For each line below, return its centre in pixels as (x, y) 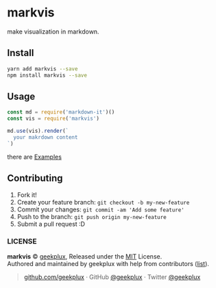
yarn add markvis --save (43, 69)
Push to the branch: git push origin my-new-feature (92, 216)
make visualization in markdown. (53, 31)
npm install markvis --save (47, 75)
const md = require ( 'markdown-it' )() (61, 112)
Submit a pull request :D (51, 224)
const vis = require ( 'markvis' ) (53, 119)
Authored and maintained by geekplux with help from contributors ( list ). (108, 263)
